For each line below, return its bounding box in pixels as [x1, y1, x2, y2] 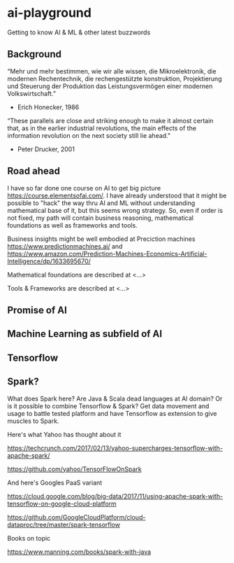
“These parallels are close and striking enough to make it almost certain [7, 116, 214, 125]
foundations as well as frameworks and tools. [7, 221, 138, 229]
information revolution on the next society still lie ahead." [7, 131, 171, 139]
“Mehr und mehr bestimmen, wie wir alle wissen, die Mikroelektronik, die [7, 67, 217, 75]
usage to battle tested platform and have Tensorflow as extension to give [7, 409, 217, 417]
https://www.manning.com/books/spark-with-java [7, 548, 152, 556]
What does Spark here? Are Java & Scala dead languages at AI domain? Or [7, 394, 223, 403]
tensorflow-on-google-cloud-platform [7, 499, 117, 508]
